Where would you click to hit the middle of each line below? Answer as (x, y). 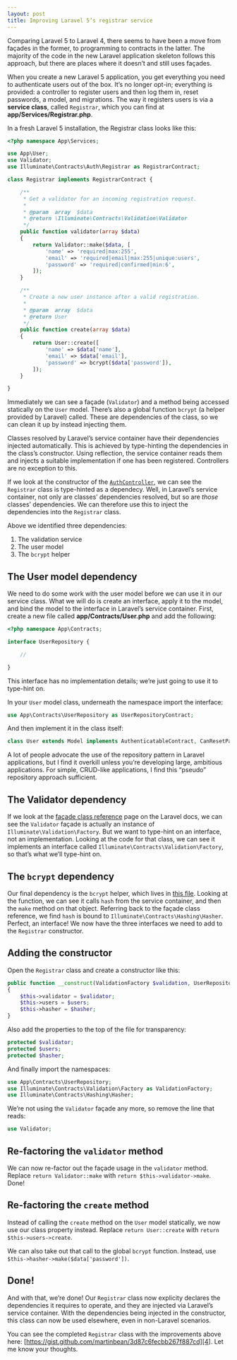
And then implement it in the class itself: (66, 728)
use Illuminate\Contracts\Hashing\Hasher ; (71, 1095)
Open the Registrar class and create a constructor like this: (94, 970)
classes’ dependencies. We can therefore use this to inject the (98, 504)
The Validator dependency (67, 799)
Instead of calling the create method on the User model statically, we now (114, 1222)
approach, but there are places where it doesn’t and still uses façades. (110, 63)
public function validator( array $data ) (80, 232)
